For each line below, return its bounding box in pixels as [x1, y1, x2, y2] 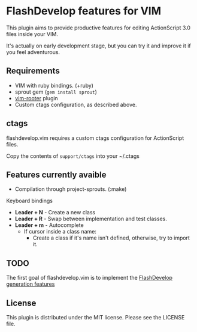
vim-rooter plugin [14, 94, 58, 101]
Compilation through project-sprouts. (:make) [14, 186, 127, 193]
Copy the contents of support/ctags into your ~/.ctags [6, 152, 140, 160]
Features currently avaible [6, 169, 107, 180]
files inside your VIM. [6, 30, 59, 37]
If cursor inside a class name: [23, 228, 97, 235]
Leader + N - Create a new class [14, 209, 96, 216]
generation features [6, 280, 55, 288]
